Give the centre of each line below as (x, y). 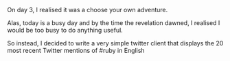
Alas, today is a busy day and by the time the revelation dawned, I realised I (114, 23)
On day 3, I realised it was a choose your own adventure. (88, 10)
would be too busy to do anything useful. (65, 30)
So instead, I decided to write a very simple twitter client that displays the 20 (115, 43)
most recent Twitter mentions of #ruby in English (76, 50)
